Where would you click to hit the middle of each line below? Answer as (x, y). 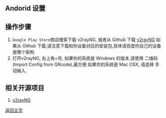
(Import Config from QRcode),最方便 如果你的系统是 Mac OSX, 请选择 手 (86, 64)
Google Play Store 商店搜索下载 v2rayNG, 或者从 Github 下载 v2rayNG (83, 40)
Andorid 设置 (25, 8)
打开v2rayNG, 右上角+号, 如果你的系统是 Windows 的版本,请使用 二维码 (85, 59)
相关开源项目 (25, 88)
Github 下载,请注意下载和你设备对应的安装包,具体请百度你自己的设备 (92, 46)
